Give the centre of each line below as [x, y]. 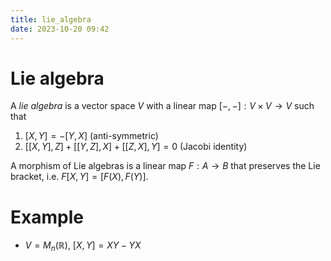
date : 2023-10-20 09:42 [60, 29]
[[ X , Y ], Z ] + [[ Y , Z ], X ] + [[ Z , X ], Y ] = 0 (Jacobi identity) [136, 147]
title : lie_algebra [51, 19]
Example [47, 217]
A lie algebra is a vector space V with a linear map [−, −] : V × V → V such [162, 106]
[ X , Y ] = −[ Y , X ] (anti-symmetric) [91, 136]
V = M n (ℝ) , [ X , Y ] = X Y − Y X [83, 246]
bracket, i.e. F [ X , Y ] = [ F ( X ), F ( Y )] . [79, 177]
